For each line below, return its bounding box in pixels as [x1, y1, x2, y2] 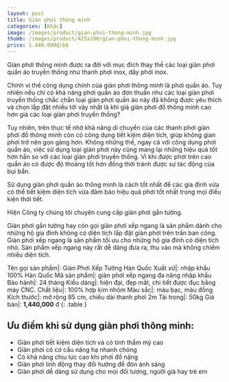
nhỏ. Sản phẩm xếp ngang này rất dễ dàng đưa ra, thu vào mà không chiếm [7, 244, 221, 251]
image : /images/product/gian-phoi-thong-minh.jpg [7, 29, 152, 36]
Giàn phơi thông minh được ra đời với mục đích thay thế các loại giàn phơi [7, 61, 215, 68]
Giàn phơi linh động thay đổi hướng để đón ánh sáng [16, 360, 165, 368]
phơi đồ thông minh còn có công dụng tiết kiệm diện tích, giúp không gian [7, 131, 216, 139]
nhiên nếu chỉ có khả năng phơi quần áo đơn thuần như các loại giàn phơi [7, 88, 215, 97]
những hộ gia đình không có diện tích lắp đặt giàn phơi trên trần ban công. [7, 229, 217, 237]
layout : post [7, 10, 45, 17]
